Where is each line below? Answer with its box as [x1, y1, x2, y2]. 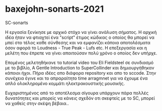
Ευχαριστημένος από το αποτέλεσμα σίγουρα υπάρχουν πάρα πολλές [5, 90, 149, 96]
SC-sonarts [5, 20, 28, 26]
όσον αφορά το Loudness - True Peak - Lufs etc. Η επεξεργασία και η [5, 45, 147, 51]
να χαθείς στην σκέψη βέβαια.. [5, 100, 69, 106]
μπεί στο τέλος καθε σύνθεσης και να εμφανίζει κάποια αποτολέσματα [5, 39, 151, 45]
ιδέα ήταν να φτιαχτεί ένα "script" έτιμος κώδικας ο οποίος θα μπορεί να [5, 34, 155, 40]
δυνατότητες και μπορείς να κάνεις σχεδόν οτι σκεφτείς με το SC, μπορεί [5, 95, 155, 101]
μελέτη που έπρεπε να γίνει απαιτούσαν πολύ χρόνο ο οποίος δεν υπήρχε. [5, 50, 158, 56]
